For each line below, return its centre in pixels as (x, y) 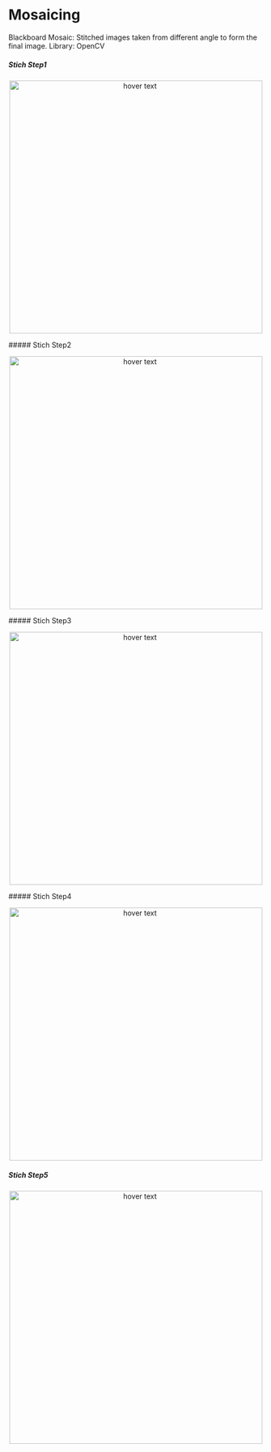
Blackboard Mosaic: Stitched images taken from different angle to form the (133, 37)
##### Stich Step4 (40, 896)
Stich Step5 (28, 1174)
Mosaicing (44, 15)
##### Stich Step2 (40, 345)
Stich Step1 (28, 64)
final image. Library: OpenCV (57, 45)
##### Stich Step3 (40, 620)
